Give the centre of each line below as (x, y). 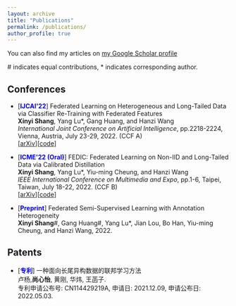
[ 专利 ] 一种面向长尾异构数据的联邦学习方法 (79, 270)
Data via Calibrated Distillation (61, 165)
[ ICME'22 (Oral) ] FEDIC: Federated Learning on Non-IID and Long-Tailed (123, 157)
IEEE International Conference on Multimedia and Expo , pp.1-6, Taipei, (119, 179)
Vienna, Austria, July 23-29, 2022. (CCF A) (80, 136)
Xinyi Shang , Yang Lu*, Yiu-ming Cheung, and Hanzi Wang (103, 172)
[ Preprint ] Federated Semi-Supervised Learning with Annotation (111, 208)
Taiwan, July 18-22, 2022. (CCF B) (67, 187)
